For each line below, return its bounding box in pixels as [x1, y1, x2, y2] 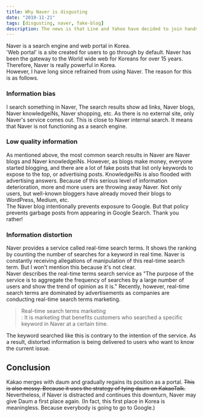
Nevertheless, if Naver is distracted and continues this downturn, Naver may [6, 391, 196, 398]
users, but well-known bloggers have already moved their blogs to [6, 190, 172, 197]
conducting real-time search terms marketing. [6, 296, 121, 303]
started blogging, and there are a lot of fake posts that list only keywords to [6, 164, 193, 171]
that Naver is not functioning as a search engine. [6, 122, 127, 130]
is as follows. [6, 74, 39, 82]
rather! [6, 215, 23, 222]
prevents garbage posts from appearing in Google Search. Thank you [6, 209, 179, 216]
